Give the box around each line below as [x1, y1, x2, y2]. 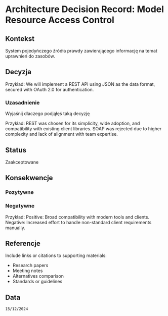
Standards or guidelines [12, 279, 63, 285]
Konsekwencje [5, 174, 53, 182]
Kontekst [5, 34, 34, 43]
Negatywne [5, 202, 35, 209]
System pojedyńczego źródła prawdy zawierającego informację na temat [5, 48, 158, 54]
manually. [5, 225, 25, 231]
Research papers [12, 262, 49, 269]
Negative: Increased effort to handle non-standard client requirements [5, 219, 152, 225]
